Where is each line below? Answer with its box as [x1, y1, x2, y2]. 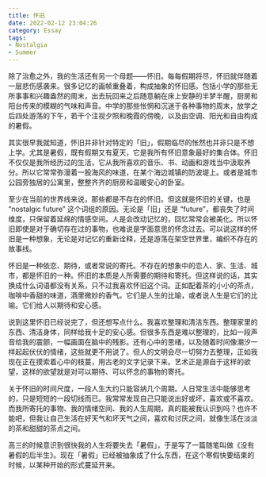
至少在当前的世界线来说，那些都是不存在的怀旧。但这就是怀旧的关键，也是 [8, 194, 251, 203]
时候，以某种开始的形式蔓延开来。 [8, 460, 120, 469]
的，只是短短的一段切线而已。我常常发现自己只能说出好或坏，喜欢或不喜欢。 [8, 394, 258, 403]
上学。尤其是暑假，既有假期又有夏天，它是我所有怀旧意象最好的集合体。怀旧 [8, 148, 258, 157]
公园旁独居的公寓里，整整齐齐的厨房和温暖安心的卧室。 [8, 178, 188, 187]
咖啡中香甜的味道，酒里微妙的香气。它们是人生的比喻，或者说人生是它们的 [8, 290, 251, 300]
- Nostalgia [8, 41, 47, 49]
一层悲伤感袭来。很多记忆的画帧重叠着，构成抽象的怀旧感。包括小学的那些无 [8, 81, 258, 90]
